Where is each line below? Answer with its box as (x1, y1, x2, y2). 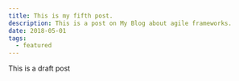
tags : (8, 34, 27, 43)
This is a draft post (8, 63, 71, 73)
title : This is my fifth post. (8, 11, 113, 20)
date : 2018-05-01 (8, 26, 67, 34)
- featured (15, 42, 52, 50)
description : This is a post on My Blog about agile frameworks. (8, 19, 232, 27)
